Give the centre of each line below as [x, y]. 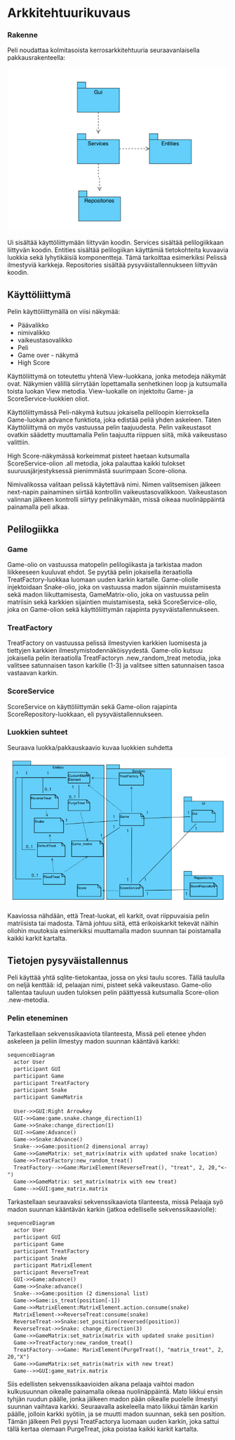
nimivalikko [34, 333]
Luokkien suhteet [38, 732]
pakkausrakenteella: [36, 58]
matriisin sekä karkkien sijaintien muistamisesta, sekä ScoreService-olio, [112, 602]
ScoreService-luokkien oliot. [48, 399]
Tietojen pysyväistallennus [68, 960]
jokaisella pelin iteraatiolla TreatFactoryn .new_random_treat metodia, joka [114, 658]
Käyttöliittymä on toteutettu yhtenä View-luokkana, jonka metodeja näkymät [117, 376]
